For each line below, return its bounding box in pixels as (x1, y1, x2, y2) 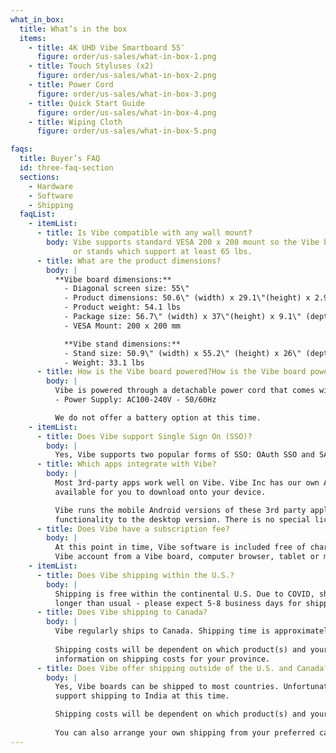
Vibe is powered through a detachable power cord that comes (54, 386, 315, 396)
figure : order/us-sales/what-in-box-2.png (36, 71, 217, 81)
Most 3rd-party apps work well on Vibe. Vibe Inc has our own (54, 478, 320, 488)
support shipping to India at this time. (54, 691, 230, 701)
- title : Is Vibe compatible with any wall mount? (36, 228, 253, 238)
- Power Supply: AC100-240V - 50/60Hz (54, 395, 217, 405)
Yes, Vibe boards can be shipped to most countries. (54, 682, 280, 692)
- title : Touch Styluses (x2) (28, 61, 155, 71)
